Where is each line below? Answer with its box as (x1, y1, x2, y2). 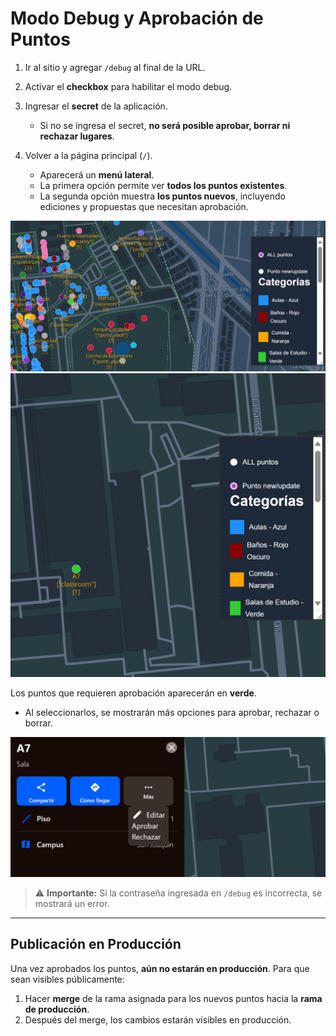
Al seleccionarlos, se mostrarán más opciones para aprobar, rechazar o (24, 706, 320, 718)
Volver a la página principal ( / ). (24, 149, 153, 161)
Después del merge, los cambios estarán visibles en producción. (24, 1013, 292, 1026)
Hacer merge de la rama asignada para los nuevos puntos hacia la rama (24, 992, 323, 1004)
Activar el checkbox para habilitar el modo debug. (24, 80, 233, 92)
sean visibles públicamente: (10, 973, 125, 985)
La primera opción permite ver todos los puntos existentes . (39, 179, 288, 191)
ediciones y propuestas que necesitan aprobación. (39, 200, 249, 212)
